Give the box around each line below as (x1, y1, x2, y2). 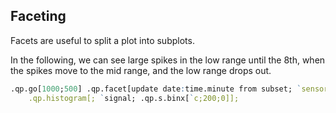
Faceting (10, 8, 67, 25)
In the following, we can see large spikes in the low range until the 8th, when (10, 54, 326, 66)
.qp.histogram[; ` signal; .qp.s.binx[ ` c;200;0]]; (28, 93, 240, 103)
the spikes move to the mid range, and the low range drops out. (10, 64, 272, 76)
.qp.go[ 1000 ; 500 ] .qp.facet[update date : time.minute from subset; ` (10, 84, 302, 94)
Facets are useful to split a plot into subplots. (10, 34, 195, 46)
